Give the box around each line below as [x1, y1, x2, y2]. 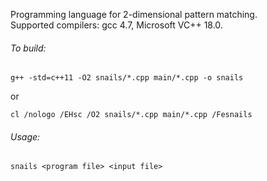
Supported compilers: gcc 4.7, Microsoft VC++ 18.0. [10, 19, 223, 31]
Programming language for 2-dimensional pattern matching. [10, 9, 258, 20]
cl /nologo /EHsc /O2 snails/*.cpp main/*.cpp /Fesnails [10, 110, 253, 120]
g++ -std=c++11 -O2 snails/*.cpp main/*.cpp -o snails [10, 73, 244, 83]
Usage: [10, 130, 41, 143]
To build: [10, 42, 47, 54]
